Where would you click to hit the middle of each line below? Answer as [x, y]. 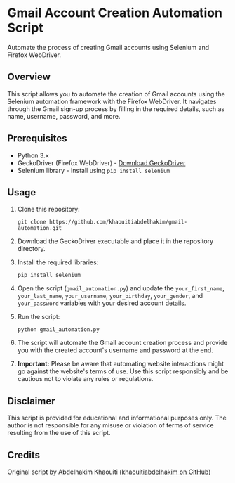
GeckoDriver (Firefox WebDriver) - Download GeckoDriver [101, 162]
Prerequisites [37, 139]
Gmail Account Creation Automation [115, 13]
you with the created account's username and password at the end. [115, 350]
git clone [32, 222]
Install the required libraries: [58, 262]
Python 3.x [33, 155]
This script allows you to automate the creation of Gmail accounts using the [116, 94]
